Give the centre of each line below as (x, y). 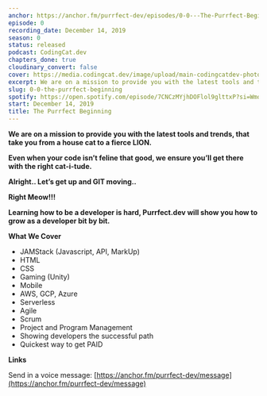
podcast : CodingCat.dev (48, 52)
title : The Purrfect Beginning (60, 112)
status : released (37, 45)
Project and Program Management (76, 327)
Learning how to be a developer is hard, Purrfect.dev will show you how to (133, 212)
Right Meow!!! (32, 197)
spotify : (23, 97)
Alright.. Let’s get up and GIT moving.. (72, 182)
